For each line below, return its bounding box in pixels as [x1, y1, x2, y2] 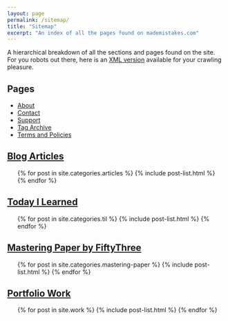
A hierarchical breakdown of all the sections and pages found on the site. [7, 48, 216, 57]
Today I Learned [7, 196, 78, 208]
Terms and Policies [17, 130, 72, 139]
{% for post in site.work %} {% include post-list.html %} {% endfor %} [17, 306, 218, 314]
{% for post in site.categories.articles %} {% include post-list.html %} [17, 168, 216, 177]
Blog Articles [7, 150, 64, 162]
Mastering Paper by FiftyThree [7, 242, 142, 254]
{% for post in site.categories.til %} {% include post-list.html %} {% [17, 215, 209, 223]
